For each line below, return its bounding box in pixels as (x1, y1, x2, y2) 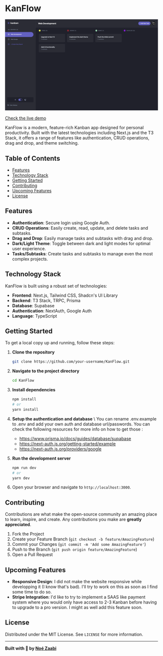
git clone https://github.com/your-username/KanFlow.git (12, 359, 130, 364)
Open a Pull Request (12, 552, 53, 557)
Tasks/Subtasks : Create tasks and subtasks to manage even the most (12, 251, 153, 256)
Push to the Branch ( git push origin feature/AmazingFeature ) (12, 547, 137, 553)
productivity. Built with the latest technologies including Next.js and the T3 (5, 130, 154, 136)
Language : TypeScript (12, 313, 57, 319)
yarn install (12, 407, 39, 412)
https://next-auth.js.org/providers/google (19, 446, 102, 452)
